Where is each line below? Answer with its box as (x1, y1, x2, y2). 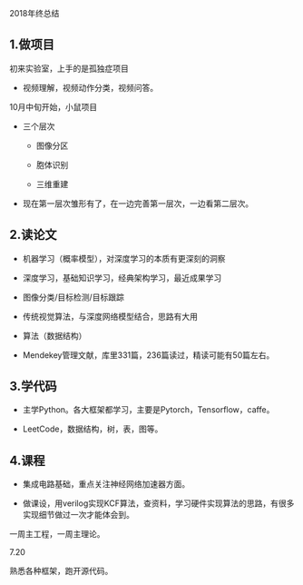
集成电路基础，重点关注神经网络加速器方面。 (22, 479, 191, 490)
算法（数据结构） (22, 330, 87, 341)
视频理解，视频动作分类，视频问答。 (22, 82, 159, 93)
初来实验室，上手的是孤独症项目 (9, 63, 129, 74)
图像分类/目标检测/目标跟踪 (22, 292, 124, 302)
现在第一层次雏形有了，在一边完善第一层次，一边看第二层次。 (22, 198, 254, 209)
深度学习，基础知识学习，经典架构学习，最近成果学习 (22, 272, 222, 283)
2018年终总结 (9, 8, 60, 18)
